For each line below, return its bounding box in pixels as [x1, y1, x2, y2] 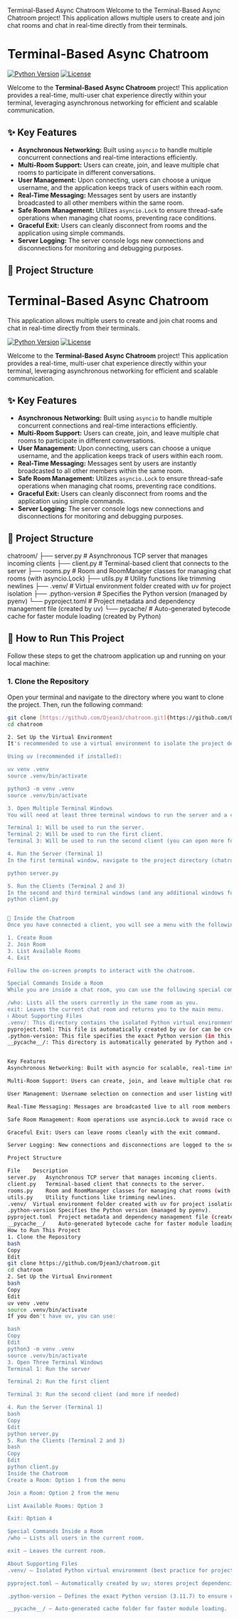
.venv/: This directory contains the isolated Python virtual [7, 1019, 196, 1026]
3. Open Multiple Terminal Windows [7, 805, 113, 812]
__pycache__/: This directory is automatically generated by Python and [7, 1039, 228, 1046]
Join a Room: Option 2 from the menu [7, 1490, 119, 1497]
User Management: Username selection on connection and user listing [7, 1090, 218, 1098]
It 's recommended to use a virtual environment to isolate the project [7, 740, 224, 748]
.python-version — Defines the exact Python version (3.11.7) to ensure [7, 1593, 228, 1600]
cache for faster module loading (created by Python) [7, 612, 161, 620]
